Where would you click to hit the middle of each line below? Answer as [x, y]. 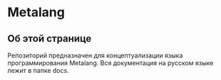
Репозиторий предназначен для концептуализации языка [95, 55]
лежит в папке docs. [38, 70]
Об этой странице [50, 39]
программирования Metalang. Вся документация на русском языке [110, 63]
